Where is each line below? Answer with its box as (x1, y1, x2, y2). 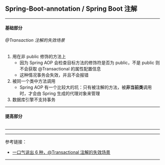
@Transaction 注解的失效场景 (5, 37, 65, 43)
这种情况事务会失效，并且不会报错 (19, 72, 89, 78)
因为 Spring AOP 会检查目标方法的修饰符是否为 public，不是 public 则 (19, 60, 160, 66)
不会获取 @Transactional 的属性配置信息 (19, 66, 101, 71)
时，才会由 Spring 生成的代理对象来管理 (19, 90, 100, 96)
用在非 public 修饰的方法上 (12, 53, 66, 59)
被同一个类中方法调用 (12, 78, 55, 84)
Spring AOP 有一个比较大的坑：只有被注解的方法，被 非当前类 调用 (19, 84, 152, 90)
